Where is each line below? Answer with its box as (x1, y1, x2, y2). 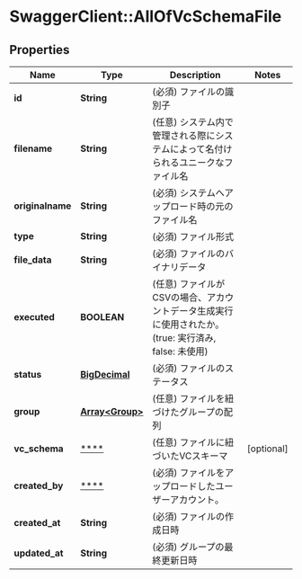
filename (13, 142, 53, 155)
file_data (13, 254, 52, 266)
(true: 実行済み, (152, 332, 217, 343)
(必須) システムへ (152, 187, 225, 199)
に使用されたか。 (152, 318, 225, 330)
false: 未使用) (152, 345, 209, 357)
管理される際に (152, 129, 216, 141)
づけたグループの (152, 406, 225, 418)
